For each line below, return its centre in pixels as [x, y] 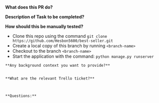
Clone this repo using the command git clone [60, 36]
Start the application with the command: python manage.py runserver [83, 56]
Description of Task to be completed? [45, 17]
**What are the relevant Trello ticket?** [50, 79]
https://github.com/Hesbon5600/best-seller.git [63, 41]
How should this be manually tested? [44, 26]
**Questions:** [21, 96]
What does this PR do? [29, 7]
